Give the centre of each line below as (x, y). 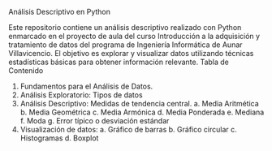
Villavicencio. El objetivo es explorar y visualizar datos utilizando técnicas (131, 53)
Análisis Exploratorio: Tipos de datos (82, 95)
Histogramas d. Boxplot (59, 138)
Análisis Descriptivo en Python (60, 12)
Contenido (26, 71)
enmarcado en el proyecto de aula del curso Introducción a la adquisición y (134, 36)
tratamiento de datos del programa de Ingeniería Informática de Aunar (125, 45)
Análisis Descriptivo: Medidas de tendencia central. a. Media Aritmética (140, 104)
